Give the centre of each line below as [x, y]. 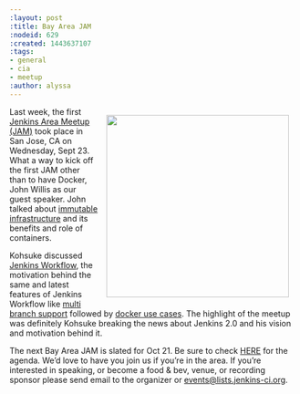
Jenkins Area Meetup [50, 121]
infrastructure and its [49, 218]
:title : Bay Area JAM [51, 26]
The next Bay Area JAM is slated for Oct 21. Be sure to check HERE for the [149, 350]
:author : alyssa [40, 86]
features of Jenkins [46, 294]
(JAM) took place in [47, 131]
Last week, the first [46, 111]
